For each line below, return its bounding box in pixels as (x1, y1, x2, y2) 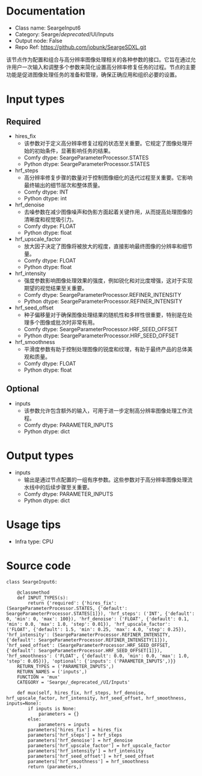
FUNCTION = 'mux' (17, 674, 61, 680)
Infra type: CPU (14, 538, 54, 545)
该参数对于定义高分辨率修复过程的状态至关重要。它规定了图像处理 (23, 139, 188, 147)
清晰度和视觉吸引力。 (23, 215, 77, 223)
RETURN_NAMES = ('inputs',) (17, 669, 87, 675)
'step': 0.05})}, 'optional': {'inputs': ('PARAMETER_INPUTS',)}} (6, 658, 176, 664)
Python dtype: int (23, 194, 67, 202)
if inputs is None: (28, 705, 77, 711)
